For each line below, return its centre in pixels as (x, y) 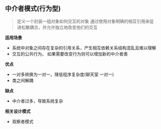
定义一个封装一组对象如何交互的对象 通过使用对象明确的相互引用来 (83, 21)
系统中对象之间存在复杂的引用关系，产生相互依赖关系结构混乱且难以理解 (84, 48)
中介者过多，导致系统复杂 (37, 101)
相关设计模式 (18, 111)
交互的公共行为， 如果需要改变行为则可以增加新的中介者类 (70, 54)
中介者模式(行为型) (33, 9)
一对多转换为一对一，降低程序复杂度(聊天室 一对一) (63, 74)
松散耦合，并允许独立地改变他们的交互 (59, 27)
